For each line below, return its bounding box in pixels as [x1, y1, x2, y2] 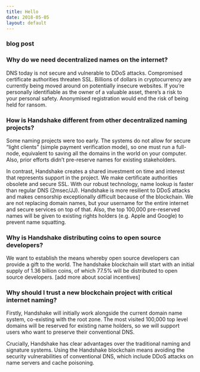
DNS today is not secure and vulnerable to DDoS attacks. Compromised [6, 69, 183, 77]
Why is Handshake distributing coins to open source [6, 233, 161, 242]
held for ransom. [6, 101, 47, 108]
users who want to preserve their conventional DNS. [6, 328, 135, 336]
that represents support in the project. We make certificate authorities [6, 174, 178, 181]
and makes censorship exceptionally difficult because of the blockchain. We [6, 193, 194, 200]
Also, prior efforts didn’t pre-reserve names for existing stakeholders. [6, 156, 177, 163]
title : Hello [6, 8, 39, 15]
